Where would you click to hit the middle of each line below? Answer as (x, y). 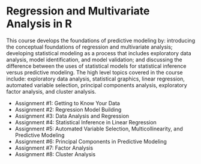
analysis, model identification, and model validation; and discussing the (94, 59)
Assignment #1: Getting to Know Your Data (67, 103)
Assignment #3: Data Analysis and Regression (72, 116)
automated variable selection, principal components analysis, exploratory (97, 85)
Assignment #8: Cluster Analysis (55, 154)
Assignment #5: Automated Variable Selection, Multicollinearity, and (99, 129)
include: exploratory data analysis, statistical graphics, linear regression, (95, 79)
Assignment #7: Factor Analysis (54, 148)
